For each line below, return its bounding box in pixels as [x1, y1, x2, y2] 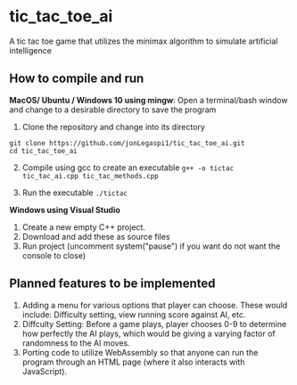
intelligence [9, 45, 52, 55]
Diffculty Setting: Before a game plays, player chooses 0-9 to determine [21, 318, 287, 329]
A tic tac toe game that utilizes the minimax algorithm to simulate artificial [9, 36, 278, 46]
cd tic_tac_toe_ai [9, 146, 78, 155]
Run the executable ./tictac [21, 187, 128, 198]
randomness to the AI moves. [21, 337, 131, 348]
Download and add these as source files [21, 231, 171, 242]
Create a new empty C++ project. [21, 221, 145, 233]
